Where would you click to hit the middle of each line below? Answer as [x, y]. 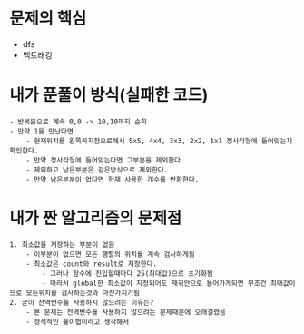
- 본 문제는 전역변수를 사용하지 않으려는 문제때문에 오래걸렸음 [126, 312]
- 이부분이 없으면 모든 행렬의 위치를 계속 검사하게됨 [110, 254]
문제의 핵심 [48, 19]
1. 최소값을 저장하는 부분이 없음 [62, 245]
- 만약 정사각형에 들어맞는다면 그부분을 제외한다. [105, 160]
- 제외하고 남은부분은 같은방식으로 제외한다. [97, 170]
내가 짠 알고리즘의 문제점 [96, 218]
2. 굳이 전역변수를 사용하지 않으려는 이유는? [82, 302]
